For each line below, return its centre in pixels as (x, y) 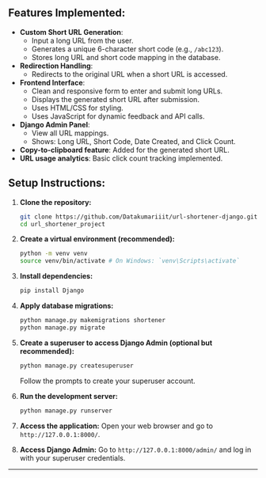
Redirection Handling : (56, 66)
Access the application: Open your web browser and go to (116, 426)
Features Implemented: (67, 13)
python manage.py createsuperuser (76, 366)
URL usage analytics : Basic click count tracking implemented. (121, 158)
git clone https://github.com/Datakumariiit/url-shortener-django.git (139, 217)
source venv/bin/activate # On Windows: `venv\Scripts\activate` (129, 261)
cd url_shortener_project (62, 224)
